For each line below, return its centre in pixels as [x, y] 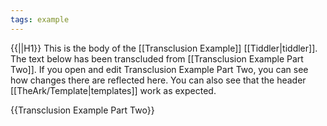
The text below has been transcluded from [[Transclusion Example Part [157, 58]
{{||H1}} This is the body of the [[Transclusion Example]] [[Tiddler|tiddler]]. [164, 48]
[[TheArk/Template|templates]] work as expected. [113, 90]
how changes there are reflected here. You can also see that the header [158, 80]
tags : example [40, 19]
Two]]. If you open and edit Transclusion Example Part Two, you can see [159, 69]
